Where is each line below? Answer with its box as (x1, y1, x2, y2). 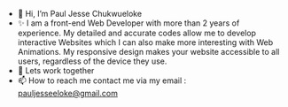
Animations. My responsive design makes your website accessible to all (17, 47, 280, 57)
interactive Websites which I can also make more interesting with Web (17, 37, 274, 48)
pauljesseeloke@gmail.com (17, 88, 118, 98)
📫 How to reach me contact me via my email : (17, 75, 187, 86)
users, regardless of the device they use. (17, 56, 167, 66)
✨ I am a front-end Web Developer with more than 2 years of (17, 18, 240, 28)
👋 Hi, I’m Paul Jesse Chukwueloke (17, 9, 143, 19)
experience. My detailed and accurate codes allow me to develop (17, 27, 257, 38)
